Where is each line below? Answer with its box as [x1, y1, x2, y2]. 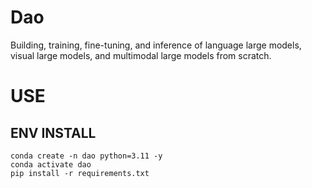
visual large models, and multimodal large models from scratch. [10, 49, 272, 61]
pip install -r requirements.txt [10, 168, 150, 178]
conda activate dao [10, 159, 92, 170]
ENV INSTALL [10, 124, 97, 141]
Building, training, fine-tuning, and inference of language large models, [10, 39, 302, 51]
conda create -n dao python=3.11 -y [10, 151, 163, 161]
